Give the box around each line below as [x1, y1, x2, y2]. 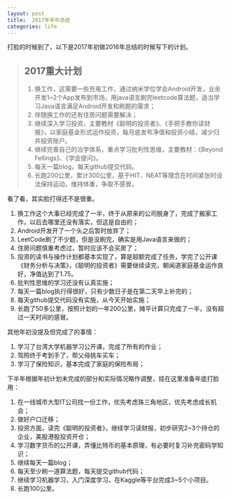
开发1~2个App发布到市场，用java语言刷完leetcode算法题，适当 [34, 93, 214, 102]
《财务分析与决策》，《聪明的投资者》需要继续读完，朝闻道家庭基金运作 [17, 261, 218, 270]
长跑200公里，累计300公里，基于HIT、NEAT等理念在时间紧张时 [34, 171, 216, 180]
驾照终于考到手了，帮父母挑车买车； [17, 351, 121, 360]
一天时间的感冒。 [23, 313, 73, 322]
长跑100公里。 [17, 484, 59, 493]
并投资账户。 [34, 136, 71, 145]
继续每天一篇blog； [17, 458, 73, 467]
